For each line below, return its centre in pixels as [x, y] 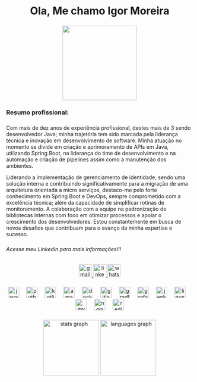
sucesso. [17, 234]
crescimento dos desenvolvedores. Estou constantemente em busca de [94, 221]
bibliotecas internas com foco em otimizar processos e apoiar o [84, 215]
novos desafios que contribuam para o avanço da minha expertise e [89, 228]
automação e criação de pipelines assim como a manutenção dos [86, 159]
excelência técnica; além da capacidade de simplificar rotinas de [85, 202]
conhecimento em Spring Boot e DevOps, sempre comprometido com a [93, 196]
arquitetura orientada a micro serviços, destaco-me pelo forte [82, 190]
